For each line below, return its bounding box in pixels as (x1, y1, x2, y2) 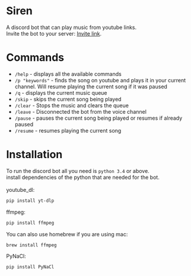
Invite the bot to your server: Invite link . (6, 30, 102, 37)
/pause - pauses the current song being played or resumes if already (14, 114, 183, 121)
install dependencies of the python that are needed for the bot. (6, 174, 160, 181)
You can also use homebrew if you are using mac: (6, 230, 128, 238)
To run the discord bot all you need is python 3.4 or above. (6, 167, 149, 174)
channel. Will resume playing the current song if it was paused (14, 83, 168, 90)
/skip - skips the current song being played (14, 95, 122, 102)
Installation (6, 148, 63, 161)
